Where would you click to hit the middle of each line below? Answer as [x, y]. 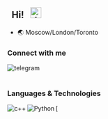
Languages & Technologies [54, 93]
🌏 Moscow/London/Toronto [58, 32]
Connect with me [37, 53]
